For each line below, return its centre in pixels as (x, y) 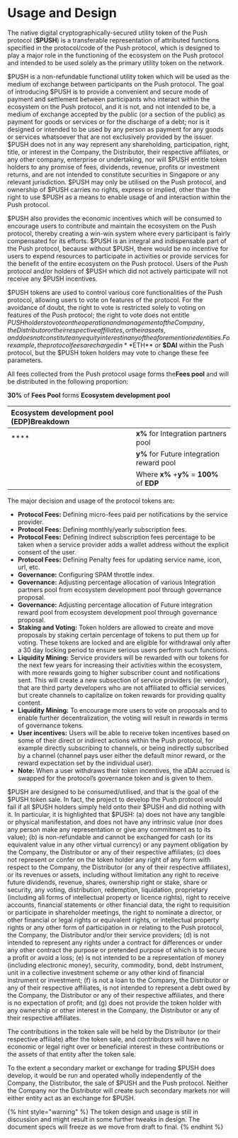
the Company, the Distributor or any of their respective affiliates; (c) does (114, 852)
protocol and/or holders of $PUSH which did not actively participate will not (118, 271)
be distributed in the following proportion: (68, 381)
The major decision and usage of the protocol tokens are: (91, 501)
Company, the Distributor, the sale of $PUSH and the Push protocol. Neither (118, 1083)
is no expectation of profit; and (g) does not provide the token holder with (114, 1003)
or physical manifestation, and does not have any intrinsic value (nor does (115, 822)
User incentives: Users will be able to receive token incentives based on (124, 732)
